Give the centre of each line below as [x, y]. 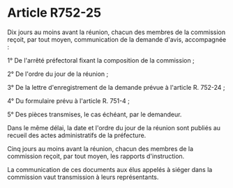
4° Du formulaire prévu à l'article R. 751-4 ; [69, 101]
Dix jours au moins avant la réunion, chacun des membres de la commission [116, 32]
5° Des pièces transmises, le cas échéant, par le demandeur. [95, 114]
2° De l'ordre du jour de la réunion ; [58, 74]
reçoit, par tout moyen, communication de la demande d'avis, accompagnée [117, 39]
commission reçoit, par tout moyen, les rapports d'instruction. [96, 156]
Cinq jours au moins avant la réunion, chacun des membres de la [100, 148]
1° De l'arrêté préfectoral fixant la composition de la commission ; [101, 60]
